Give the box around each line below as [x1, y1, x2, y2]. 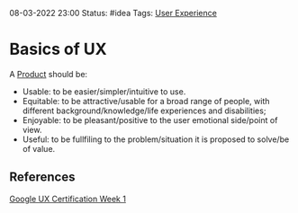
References [9, 170, 76, 185]
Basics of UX [9, 40, 107, 59]
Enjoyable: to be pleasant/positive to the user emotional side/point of [22, 114, 278, 125]
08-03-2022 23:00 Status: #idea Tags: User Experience [9, 8, 218, 18]
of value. [22, 143, 56, 154]
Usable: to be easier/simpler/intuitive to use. [22, 85, 186, 97]
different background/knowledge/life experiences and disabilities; [22, 105, 266, 116]
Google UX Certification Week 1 [9, 193, 126, 204]
